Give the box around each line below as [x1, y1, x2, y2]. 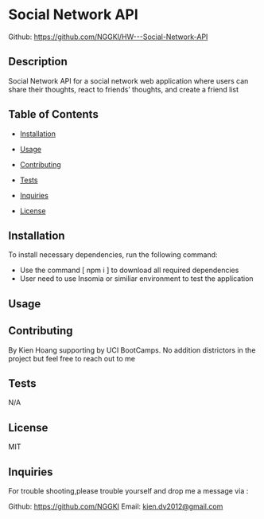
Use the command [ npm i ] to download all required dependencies [19, 265, 239, 275]
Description [8, 55, 68, 68]
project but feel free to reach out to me [8, 353, 135, 363]
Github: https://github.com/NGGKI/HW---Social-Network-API [8, 32, 208, 41]
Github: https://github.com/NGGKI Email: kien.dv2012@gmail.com [8, 501, 223, 511]
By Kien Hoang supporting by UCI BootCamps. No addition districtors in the [8, 345, 256, 355]
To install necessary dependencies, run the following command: [8, 250, 218, 259]
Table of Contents [8, 107, 99, 121]
